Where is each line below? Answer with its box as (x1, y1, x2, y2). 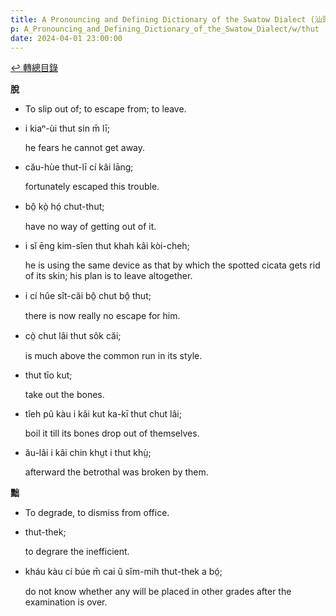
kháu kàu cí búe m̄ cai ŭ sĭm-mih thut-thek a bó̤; (24, 566, 223, 578)
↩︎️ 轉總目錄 (10, 62, 58, 74)
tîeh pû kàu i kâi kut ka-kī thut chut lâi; (24, 408, 182, 420)
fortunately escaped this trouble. (24, 181, 160, 193)
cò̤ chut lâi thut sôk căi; (24, 330, 122, 342)
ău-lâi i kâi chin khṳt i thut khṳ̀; (24, 447, 152, 459)
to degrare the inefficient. (24, 546, 130, 558)
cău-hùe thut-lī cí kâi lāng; (24, 161, 134, 173)
